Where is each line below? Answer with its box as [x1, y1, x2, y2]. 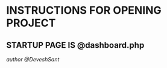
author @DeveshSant [6, 56, 60, 63]
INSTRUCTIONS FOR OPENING [6, 4, 162, 17]
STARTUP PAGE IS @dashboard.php [6, 40, 145, 50]
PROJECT [6, 16, 56, 30]
